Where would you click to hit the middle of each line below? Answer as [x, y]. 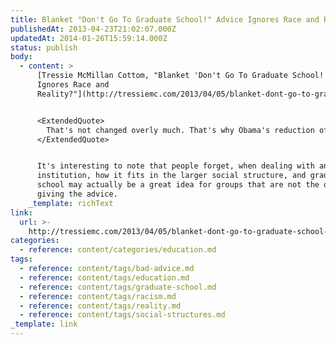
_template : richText [71, 203]
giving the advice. [77, 194]
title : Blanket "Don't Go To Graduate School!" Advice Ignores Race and [165, 19]
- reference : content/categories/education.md [118, 250]
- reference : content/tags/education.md [104, 277]
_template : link [44, 324]
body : [21, 57]
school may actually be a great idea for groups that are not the [178, 185]
